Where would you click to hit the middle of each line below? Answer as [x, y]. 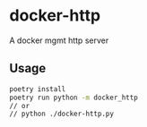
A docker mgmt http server [59, 40]
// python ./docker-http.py [62, 114]
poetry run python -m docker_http [74, 97]
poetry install [38, 89]
